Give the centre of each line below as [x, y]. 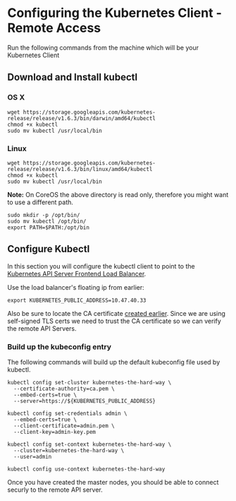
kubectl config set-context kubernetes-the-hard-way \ [89, 444]
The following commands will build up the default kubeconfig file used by [114, 363]
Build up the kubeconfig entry [59, 346]
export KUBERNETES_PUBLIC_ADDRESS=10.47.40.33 [77, 300]
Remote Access [54, 28]
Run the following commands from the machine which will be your [103, 47]
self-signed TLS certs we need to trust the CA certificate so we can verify [114, 321]
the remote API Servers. [42, 328]
